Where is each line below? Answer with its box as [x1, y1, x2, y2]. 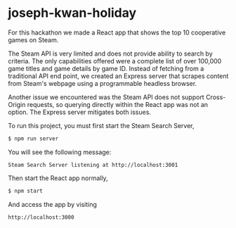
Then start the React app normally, [8, 174, 108, 182]
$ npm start [8, 187, 43, 194]
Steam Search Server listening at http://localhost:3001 [8, 161, 178, 168]
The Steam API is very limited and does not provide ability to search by [8, 49, 213, 58]
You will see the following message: [8, 148, 112, 156]
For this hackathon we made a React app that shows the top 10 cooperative [8, 28, 226, 37]
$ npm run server [8, 135, 59, 142]
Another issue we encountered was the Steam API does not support [8, 93, 204, 101]
